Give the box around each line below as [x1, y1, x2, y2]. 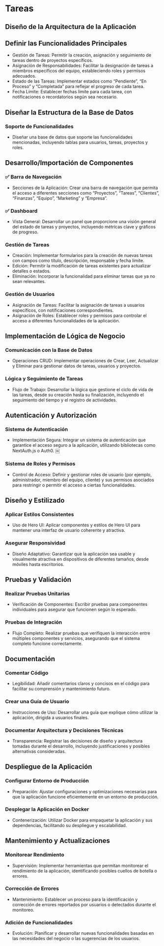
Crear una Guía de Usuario [5, 698, 70, 705]
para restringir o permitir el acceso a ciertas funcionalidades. [12, 482, 136, 488]
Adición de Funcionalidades [5, 919, 73, 926]
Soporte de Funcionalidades [5, 123, 74, 130]
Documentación [5, 655, 55, 663]
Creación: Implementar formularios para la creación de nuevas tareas [12, 253, 153, 258]
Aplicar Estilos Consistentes [5, 511, 74, 517]
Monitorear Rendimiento [5, 851, 65, 858]
